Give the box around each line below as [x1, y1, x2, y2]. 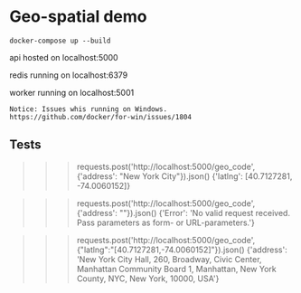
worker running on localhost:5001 [9, 87, 135, 98]
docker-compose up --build [9, 36, 111, 45]
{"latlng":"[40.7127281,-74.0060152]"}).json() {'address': [76, 244, 287, 255]
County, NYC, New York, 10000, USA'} [76, 273, 220, 284]
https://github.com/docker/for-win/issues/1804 [9, 112, 193, 121]
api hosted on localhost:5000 [9, 52, 119, 62]
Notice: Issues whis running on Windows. [9, 104, 168, 114]
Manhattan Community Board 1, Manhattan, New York [76, 263, 277, 274]
